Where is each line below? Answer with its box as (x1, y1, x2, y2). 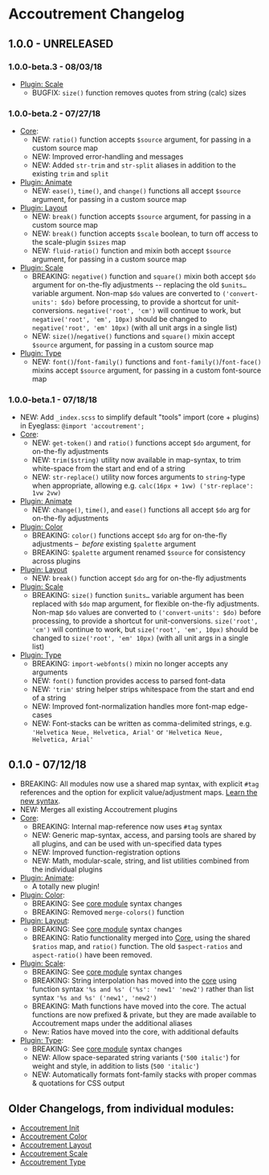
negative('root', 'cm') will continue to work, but (75, 306, 242, 315)
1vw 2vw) (31, 489, 62, 497)
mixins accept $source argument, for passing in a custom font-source (31, 365, 262, 375)
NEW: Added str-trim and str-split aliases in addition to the (31, 160, 237, 170)
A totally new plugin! (31, 882, 100, 892)
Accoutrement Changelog (8, 5, 185, 23)
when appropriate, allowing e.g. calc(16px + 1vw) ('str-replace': (31, 480, 255, 491)
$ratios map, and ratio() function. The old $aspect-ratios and (31, 942, 243, 951)
